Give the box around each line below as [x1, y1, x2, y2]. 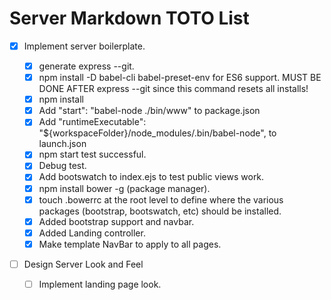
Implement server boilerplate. [23, 40, 146, 52]
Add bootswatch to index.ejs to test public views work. [38, 171, 265, 183]
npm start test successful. [38, 148, 147, 161]
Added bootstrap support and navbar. [38, 215, 195, 227]
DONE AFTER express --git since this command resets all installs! [38, 83, 309, 95]
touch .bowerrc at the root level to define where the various [38, 193, 284, 206]
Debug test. [38, 160, 87, 172]
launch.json [38, 138, 87, 150]
